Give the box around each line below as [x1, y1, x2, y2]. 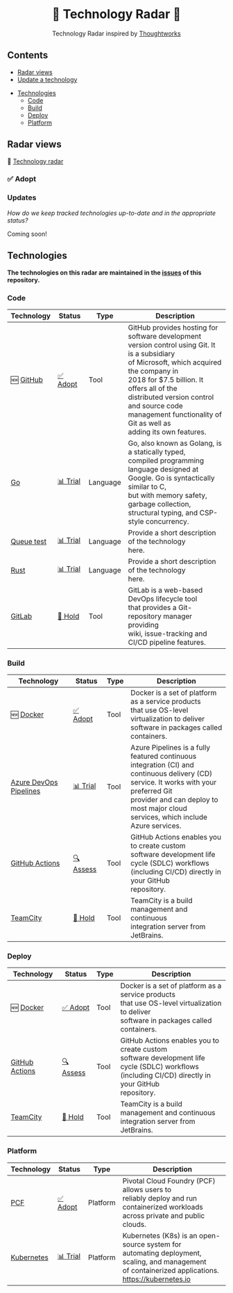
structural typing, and [128, 508, 198, 517]
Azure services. [130, 821, 182, 830]
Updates [7, 193, 37, 202]
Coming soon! [7, 230, 47, 238]
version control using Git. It [128, 340, 216, 350]
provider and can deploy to [130, 795, 218, 805]
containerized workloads [122, 1202, 203, 1212]
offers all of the [128, 383, 178, 393]
